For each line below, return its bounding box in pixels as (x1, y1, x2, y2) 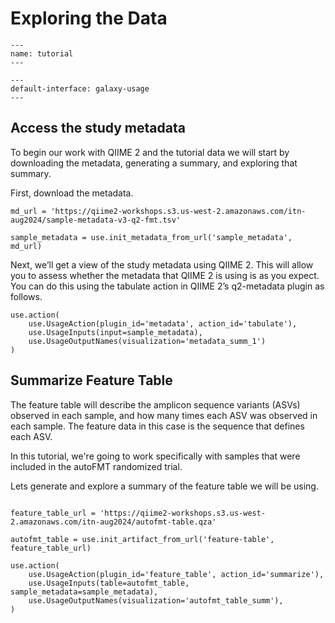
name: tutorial (10, 48, 74, 59)
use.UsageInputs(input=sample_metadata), (28, 327, 203, 337)
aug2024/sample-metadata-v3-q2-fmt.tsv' (10, 215, 182, 225)
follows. (10, 290, 43, 302)
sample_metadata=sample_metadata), (10, 587, 159, 597)
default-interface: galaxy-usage (10, 83, 150, 94)
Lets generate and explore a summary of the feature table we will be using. (10, 480, 319, 492)
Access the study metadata (10, 120, 186, 137)
